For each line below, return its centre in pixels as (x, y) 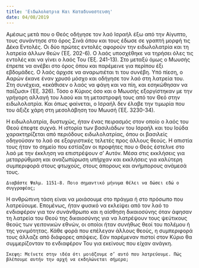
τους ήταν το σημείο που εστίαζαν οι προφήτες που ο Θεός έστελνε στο (95, 147)
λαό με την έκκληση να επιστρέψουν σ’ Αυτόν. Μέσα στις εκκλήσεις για (96, 153)
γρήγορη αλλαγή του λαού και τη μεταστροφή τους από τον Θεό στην (93, 97)
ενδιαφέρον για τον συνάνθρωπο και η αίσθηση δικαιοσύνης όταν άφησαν (99, 212)
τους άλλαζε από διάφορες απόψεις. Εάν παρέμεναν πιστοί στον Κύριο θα (99, 237)
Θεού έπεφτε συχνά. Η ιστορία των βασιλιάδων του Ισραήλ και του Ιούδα (97, 128)
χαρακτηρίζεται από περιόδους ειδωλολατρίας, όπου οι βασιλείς (87, 134)
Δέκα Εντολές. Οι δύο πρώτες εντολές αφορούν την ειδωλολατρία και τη (97, 47)
